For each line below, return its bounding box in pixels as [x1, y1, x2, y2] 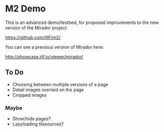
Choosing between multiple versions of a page [12, 81, 109, 87]
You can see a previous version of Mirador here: [5, 44, 104, 50]
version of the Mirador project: [5, 24, 68, 30]
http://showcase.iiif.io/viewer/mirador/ [5, 53, 84, 60]
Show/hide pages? [12, 116, 51, 122]
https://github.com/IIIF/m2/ [5, 34, 61, 40]
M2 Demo [5, 3, 46, 14]
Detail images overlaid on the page [12, 87, 84, 93]
